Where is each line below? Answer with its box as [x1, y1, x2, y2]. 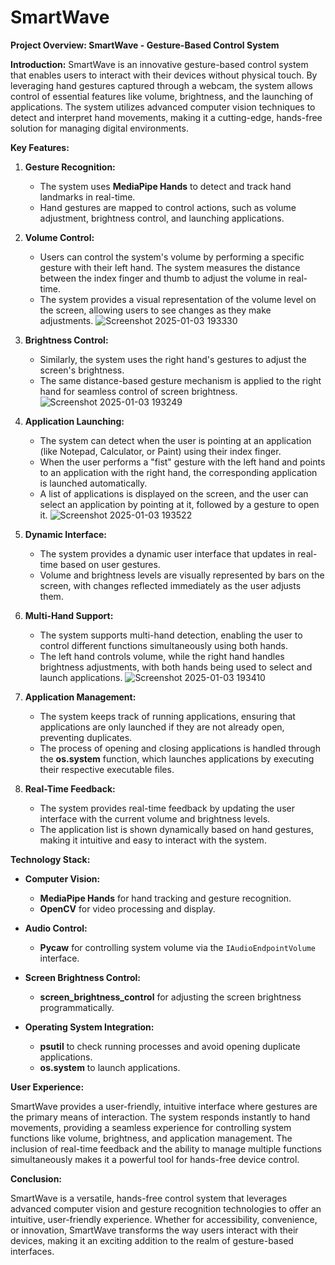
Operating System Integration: [24, 1021, 155, 1033]
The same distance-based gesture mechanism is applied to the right [39, 374, 322, 386]
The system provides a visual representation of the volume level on [39, 293, 317, 305]
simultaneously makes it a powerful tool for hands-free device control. [10, 1153, 300, 1165]
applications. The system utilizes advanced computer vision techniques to [10, 101, 316, 113]
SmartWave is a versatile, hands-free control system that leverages [10, 1192, 288, 1204]
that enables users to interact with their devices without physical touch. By [10, 69, 318, 81]
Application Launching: [24, 415, 125, 427]
